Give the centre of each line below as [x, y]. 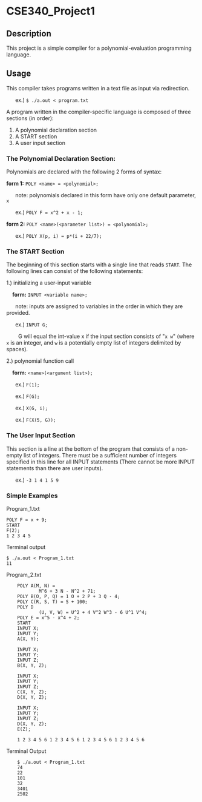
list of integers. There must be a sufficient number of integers [100, 455]
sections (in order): [30, 118]
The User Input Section [41, 436]
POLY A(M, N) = [36, 586]
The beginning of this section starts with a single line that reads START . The [99, 265]
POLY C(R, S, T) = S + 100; [52, 602]
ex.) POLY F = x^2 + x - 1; [49, 212]
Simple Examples [32, 496]
